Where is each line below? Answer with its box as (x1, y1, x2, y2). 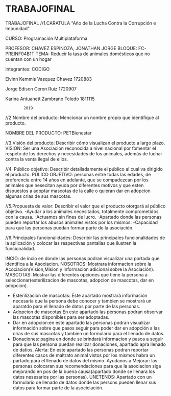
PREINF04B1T (5, 51, 35, 57)
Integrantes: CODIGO (5, 66, 50, 72)
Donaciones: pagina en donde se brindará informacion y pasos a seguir (12, 336, 163, 342)
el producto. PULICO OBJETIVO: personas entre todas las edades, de (5, 171, 151, 177)
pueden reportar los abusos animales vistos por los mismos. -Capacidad (5, 219, 158, 225)
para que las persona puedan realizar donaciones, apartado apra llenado (12, 341, 166, 347)
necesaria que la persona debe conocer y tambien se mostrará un (12, 297, 152, 304)
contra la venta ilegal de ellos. (5, 156, 68, 162)
